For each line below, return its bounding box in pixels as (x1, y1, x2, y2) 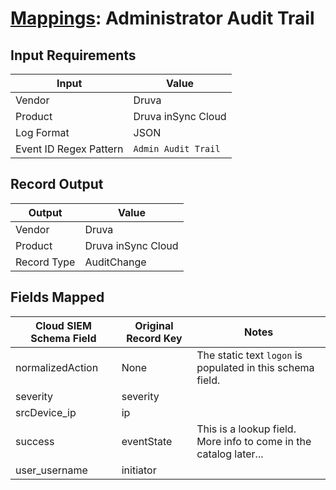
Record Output (10, 176, 104, 193)
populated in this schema (196, 360, 315, 374)
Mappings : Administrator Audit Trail (10, 7, 315, 30)
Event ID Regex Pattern (15, 142, 124, 156)
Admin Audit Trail (133, 143, 221, 154)
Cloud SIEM (34, 318, 92, 332)
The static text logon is (196, 348, 303, 362)
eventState (121, 434, 173, 448)
